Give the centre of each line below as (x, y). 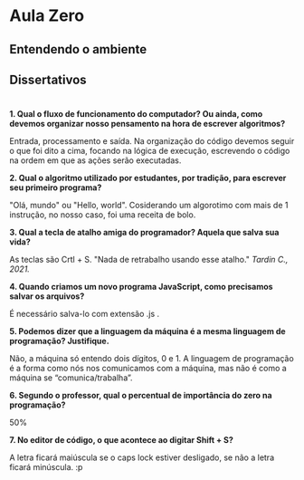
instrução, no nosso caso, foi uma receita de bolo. (103, 215)
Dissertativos (48, 79)
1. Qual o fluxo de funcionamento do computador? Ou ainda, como (136, 114)
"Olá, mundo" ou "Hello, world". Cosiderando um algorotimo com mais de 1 (149, 206)
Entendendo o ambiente (78, 49)
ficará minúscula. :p (46, 467)
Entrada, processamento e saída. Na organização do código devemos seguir (152, 141)
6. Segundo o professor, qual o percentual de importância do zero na (141, 396)
